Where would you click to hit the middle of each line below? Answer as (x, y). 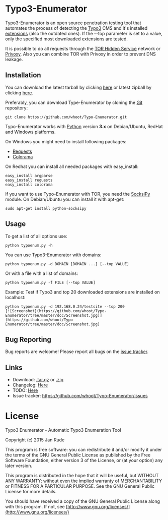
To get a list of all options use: (36, 236)
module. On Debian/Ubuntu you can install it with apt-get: (65, 199)
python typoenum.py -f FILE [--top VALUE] (50, 282)
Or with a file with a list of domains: (42, 273)
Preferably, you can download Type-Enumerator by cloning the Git (74, 102)
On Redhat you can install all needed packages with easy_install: (72, 166)
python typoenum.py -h (29, 245)
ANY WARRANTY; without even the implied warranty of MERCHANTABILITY (84, 481)
